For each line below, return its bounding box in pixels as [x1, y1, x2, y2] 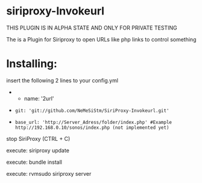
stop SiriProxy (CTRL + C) [6, 135, 71, 142]
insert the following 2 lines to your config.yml [6, 76, 119, 84]
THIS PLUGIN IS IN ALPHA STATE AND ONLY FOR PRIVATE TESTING [6, 24, 177, 31]
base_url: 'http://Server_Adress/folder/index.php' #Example [14, 119, 172, 125]
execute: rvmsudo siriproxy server [6, 170, 92, 177]
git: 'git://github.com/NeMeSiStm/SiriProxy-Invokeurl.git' [14, 107, 169, 114]
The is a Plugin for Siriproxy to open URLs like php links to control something [6, 36, 197, 43]
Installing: [6, 57, 57, 70]
